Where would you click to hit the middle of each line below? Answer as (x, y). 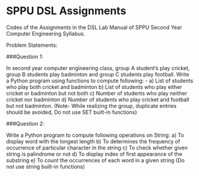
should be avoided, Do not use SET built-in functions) (72, 112)
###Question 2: (25, 123)
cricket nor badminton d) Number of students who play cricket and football (98, 100)
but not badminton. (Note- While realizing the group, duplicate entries (91, 105)
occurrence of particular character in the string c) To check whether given (97, 148)
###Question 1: (25, 56)
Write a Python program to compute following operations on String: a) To (95, 135)
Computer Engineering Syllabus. (46, 33)
